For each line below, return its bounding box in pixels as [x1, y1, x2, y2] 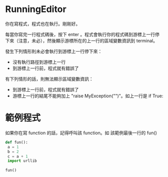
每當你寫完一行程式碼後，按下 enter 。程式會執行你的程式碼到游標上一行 [5, 31, 155, 37]
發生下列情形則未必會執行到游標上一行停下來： [5, 48, 102, 54]
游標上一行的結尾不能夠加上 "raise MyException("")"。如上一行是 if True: [12, 93, 163, 99]
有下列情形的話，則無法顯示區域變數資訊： [5, 76, 94, 82]
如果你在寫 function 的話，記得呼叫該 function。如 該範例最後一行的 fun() [5, 129, 157, 136]
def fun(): [5, 139, 28, 145]
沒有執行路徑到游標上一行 [12, 59, 66, 65]
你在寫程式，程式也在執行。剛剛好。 [5, 21, 80, 27]
